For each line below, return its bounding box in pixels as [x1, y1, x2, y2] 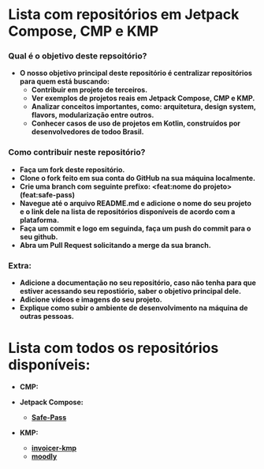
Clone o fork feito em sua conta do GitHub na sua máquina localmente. [19, 173, 256, 182]
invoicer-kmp [31, 444, 77, 453]
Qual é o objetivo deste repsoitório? [8, 51, 147, 62]
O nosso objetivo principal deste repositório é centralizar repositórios [19, 69, 252, 78]
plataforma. [19, 215, 60, 224]
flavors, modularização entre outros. [31, 111, 154, 120]
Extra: [8, 260, 32, 271]
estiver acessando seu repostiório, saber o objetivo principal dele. [19, 287, 242, 296]
